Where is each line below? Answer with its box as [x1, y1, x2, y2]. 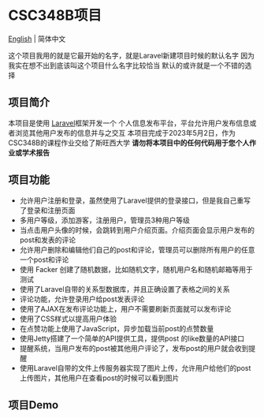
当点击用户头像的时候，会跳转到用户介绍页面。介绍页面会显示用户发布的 [19, 225, 255, 234]
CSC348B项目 [8, 6, 102, 24]
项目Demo [8, 398, 59, 412]
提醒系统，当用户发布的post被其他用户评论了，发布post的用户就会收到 [19, 343, 249, 353]
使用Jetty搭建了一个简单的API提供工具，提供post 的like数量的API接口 [19, 334, 245, 343]
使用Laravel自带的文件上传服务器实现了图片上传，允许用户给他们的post [19, 363, 251, 372]
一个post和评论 [19, 255, 69, 264]
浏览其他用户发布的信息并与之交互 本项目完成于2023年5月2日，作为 [14, 128, 236, 137]
